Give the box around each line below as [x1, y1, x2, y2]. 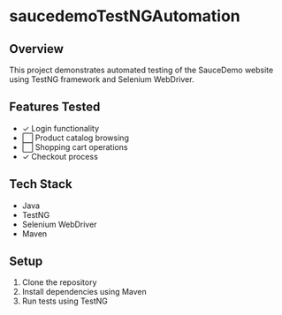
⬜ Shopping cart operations [21, 141, 128, 152]
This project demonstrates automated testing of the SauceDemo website [9, 64, 274, 75]
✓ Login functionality [21, 123, 100, 133]
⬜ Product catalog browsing [21, 132, 130, 143]
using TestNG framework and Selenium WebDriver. [9, 74, 194, 85]
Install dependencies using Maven [21, 287, 148, 297]
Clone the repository [21, 277, 97, 288]
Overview [9, 41, 65, 56]
